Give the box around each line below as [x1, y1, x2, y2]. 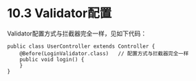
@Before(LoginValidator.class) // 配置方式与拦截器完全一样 [19, 50, 189, 57]
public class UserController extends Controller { [7, 43, 155, 50]
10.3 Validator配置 [7, 5, 112, 21]
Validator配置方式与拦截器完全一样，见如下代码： [7, 29, 147, 37]
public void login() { [19, 56, 85, 63]
